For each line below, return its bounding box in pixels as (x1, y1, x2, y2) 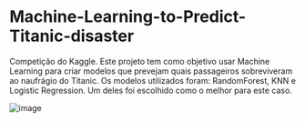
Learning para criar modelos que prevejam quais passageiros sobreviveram (9, 66, 293, 76)
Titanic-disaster (9, 25, 135, 46)
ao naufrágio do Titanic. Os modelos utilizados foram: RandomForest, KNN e (9, 75, 296, 86)
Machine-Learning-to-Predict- (9, 6, 247, 27)
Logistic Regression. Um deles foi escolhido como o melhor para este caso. (9, 85, 293, 96)
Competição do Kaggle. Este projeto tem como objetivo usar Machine (9, 56, 270, 66)
